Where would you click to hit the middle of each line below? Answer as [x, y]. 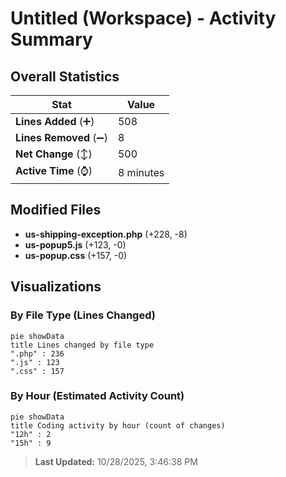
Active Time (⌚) [54, 170]
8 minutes [141, 172]
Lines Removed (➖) [61, 137]
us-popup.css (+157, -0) [76, 255]
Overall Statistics [65, 76]
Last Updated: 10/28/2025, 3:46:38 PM [116, 461]
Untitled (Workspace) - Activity [143, 18]
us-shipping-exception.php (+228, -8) [106, 234]
